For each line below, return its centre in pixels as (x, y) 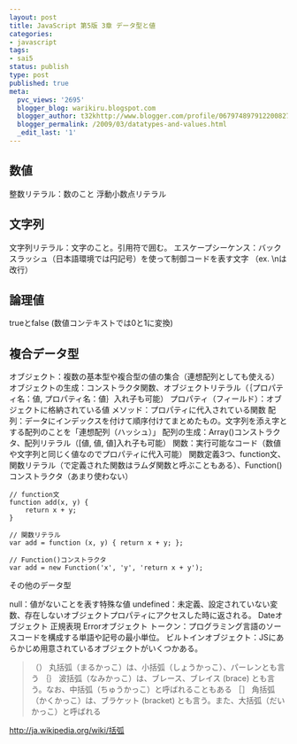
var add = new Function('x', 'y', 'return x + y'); (106, 568)
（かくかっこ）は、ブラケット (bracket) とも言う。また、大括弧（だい (158, 701)
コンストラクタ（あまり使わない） (71, 477)
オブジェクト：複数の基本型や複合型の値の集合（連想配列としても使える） (145, 376)
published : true (39, 83)
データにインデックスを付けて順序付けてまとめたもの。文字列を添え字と (156, 421)
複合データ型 (44, 354)
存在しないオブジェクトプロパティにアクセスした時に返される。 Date (150, 616)
